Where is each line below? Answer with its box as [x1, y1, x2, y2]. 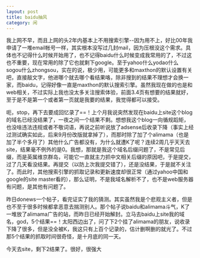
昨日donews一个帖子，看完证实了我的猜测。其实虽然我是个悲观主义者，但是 [6, 196, 192, 203]
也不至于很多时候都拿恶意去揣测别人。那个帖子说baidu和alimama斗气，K [6, 203, 185, 210]
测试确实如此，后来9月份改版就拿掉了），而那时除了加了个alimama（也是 [11, 131, 189, 139]
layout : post [6, 8, 39, 15]
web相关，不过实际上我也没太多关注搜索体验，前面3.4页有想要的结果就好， [6, 89, 192, 96]
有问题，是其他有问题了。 [6, 183, 69, 190]
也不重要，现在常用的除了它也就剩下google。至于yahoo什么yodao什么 [6, 59, 179, 66]
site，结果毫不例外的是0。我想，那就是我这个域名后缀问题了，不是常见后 [6, 146, 186, 153]
